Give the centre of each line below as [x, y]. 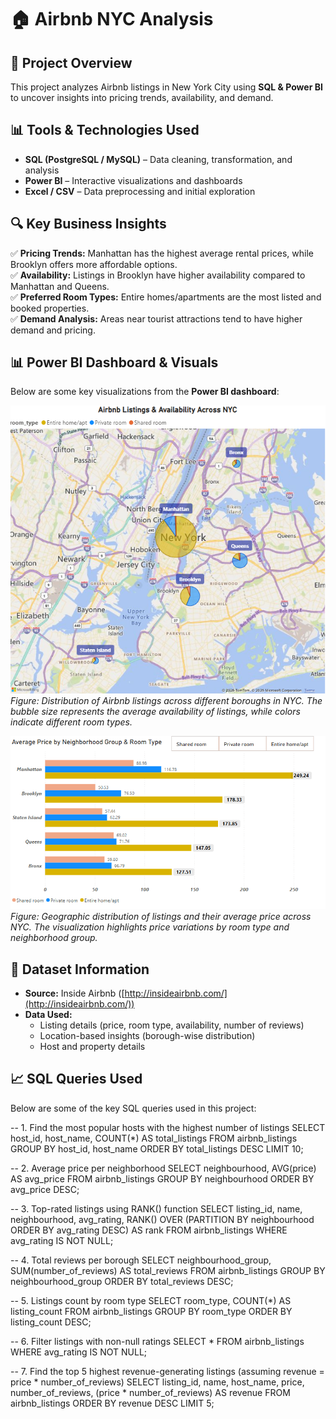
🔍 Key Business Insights [88, 224]
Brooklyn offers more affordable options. [94, 264]
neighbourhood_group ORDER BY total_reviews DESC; [122, 1281]
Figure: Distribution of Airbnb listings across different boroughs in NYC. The [166, 700]
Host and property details [92, 1047]
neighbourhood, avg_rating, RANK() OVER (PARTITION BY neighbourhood [162, 1219]
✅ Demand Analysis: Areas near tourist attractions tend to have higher [156, 318]
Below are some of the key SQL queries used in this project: [133, 1108]
